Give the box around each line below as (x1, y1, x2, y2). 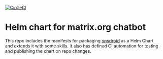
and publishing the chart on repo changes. (5, 48, 92, 54)
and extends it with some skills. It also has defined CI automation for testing (5, 43, 159, 49)
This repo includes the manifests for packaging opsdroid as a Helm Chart (5, 38, 154, 43)
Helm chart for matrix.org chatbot (5, 22, 146, 33)
